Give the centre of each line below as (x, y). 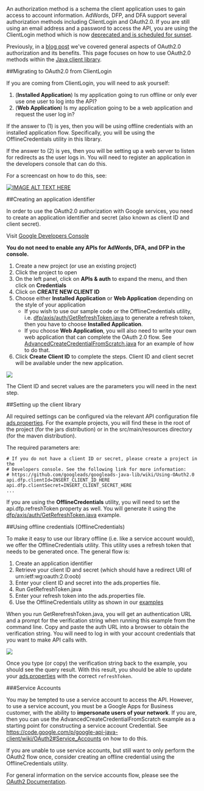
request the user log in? (45, 114)
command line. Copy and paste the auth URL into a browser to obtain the (97, 627)
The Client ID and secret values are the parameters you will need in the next (101, 386)
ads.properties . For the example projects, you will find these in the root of (98, 423)
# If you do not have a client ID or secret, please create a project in (102, 459)
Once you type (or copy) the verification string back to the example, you (97, 663)
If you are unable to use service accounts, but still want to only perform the (100, 750)
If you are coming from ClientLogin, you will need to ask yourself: (88, 83)
